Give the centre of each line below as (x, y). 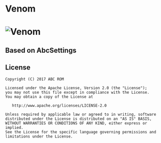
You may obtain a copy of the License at (49, 97)
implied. (14, 127)
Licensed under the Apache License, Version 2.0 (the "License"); (76, 88)
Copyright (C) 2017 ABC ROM (35, 79)
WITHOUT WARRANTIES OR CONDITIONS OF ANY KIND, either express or (76, 123)
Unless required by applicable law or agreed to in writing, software (81, 114)
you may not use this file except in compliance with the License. (77, 92)
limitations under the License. (39, 136)
